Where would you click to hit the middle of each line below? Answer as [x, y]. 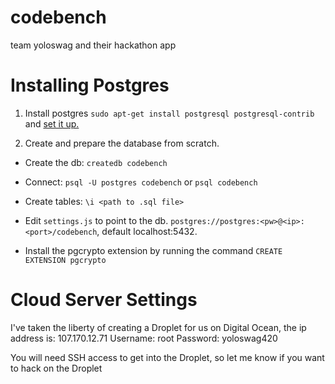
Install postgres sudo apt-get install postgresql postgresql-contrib [169, 113]
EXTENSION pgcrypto [65, 260]
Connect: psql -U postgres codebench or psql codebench [141, 182]
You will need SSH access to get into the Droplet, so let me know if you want [167, 357]
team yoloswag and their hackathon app [93, 45]
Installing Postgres [90, 85]
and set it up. [52, 123]
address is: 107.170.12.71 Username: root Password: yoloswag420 [144, 338]
